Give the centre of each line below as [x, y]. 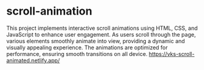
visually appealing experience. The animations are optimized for [87, 47]
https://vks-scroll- [172, 54]
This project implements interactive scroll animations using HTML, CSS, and [102, 28]
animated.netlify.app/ [33, 60]
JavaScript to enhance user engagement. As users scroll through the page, [101, 34]
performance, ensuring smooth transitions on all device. [77, 54]
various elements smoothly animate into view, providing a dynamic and [96, 41]
